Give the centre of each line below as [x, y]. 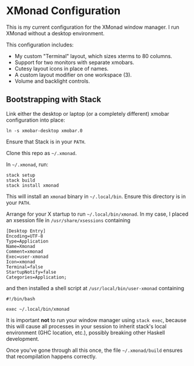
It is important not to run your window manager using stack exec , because [96, 320]
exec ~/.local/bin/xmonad [38, 309]
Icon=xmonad [21, 262]
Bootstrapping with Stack [54, 100]
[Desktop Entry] [26, 231]
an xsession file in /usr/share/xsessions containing [68, 220]
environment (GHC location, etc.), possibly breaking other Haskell [86, 333]
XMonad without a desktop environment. [55, 33]
